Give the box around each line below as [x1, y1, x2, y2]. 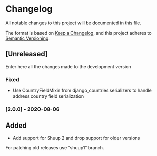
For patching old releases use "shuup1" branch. [5, 144, 104, 150]
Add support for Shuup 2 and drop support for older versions [12, 135, 140, 141]
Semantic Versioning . [5, 35, 50, 41]
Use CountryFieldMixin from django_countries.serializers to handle [12, 87, 152, 94]
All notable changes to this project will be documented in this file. [5, 20, 142, 26]
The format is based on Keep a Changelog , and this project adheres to [5, 29, 152, 36]
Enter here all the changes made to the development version [5, 63, 131, 69]
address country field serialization [12, 93, 84, 99]
